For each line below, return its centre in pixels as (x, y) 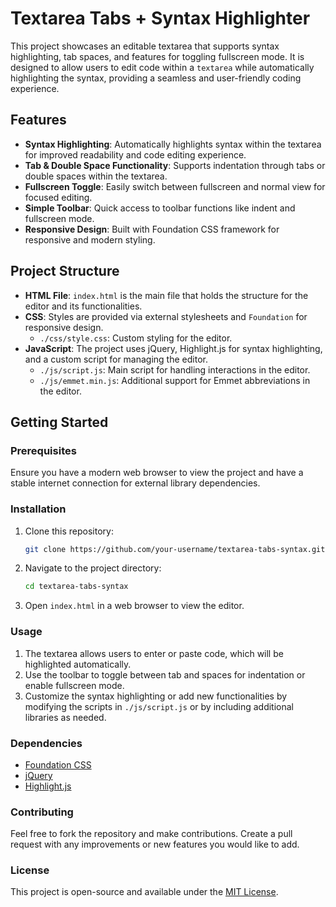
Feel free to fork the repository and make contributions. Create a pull (151, 834)
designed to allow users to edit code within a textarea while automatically (162, 67)
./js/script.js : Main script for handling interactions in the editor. (175, 369)
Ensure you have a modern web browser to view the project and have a (157, 473)
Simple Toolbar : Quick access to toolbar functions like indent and (160, 208)
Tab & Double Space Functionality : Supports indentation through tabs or (175, 165)
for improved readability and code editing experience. (135, 154)
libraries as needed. (65, 717)
